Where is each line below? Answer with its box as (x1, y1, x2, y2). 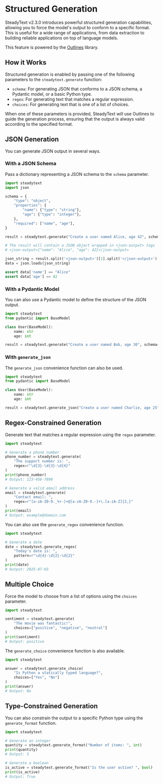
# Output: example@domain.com (5, 512, 66, 518)
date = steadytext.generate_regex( (5, 544, 77, 549)
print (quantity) (5, 747, 38, 752)
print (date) (5, 562, 29, 567)
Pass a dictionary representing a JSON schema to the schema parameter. (5, 171, 149, 177)
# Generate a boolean (5, 761, 49, 766)
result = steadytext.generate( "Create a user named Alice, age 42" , (5, 234, 147, 239)
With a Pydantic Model (5, 286, 60, 292)
